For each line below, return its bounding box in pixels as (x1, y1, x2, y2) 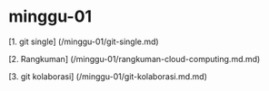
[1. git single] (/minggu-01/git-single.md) (8, 36, 160, 47)
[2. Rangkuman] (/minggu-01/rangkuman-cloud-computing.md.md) (8, 53, 261, 64)
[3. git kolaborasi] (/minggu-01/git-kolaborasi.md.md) (8, 70, 208, 82)
